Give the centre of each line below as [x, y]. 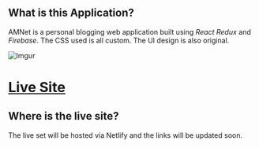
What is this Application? [71, 13]
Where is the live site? [64, 116]
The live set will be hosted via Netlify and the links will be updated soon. [126, 135]
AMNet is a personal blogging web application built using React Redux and [129, 31]
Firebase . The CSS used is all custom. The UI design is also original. [119, 40]
